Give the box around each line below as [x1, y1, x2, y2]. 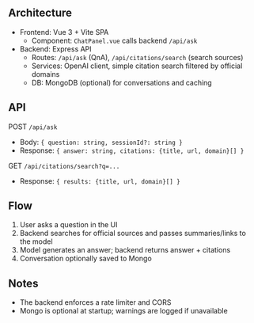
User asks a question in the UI [19, 220, 118, 230]
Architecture [8, 6, 73, 20]
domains [31, 69, 60, 78]
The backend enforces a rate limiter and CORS [19, 298, 172, 307]
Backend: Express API [19, 44, 93, 54]
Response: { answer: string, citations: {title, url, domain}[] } [19, 146, 245, 155]
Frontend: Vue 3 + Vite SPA [19, 27, 109, 36]
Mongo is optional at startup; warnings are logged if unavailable [19, 306, 228, 316]
